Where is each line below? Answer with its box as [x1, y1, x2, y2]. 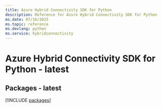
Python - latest [5, 64, 69, 75]
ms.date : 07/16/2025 [5, 17, 49, 22]
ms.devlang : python [5, 26, 47, 31]
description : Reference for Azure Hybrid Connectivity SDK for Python [5, 12, 157, 17]
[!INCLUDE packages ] [5, 97, 51, 103]
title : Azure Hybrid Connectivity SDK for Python [5, 7, 112, 13]
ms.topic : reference [5, 21, 49, 27]
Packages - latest [5, 84, 62, 92]
